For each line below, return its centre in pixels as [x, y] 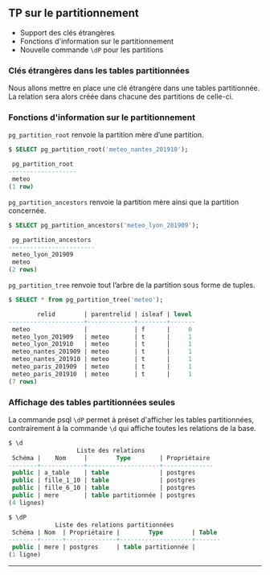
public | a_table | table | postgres [104, 473]
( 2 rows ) [23, 270]
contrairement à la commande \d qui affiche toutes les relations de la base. [133, 428]
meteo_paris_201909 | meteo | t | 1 [102, 367]
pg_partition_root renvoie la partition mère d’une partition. [106, 135]
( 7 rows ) [23, 381]
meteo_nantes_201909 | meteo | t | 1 [102, 352]
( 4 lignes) [27, 503]
